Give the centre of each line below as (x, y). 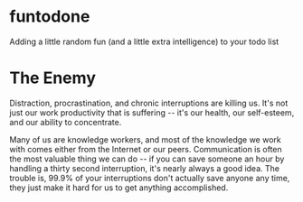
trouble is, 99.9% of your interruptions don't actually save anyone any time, (150, 178)
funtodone (50, 17)
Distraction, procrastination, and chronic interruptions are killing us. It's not (149, 103)
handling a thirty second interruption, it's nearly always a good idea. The (145, 168)
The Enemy (53, 78)
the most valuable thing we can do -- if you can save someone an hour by (147, 159)
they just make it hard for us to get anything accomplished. (119, 188)
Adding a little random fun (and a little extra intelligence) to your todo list (144, 41)
